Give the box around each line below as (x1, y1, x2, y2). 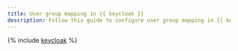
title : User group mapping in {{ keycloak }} (7, 10, 144, 17)
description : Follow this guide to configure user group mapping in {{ (7, 17, 223, 24)
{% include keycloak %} (7, 36, 78, 44)
